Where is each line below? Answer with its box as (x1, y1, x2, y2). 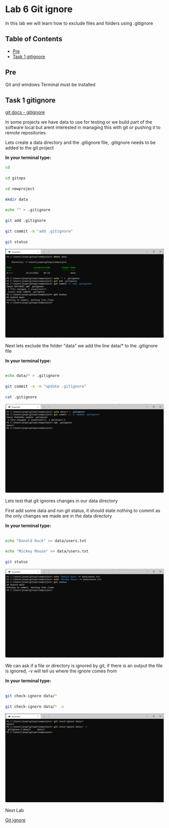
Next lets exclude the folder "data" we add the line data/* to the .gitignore (5, 342, 158, 348)
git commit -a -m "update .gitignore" (5, 384, 87, 389)
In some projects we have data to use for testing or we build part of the (5, 119, 152, 125)
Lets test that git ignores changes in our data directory (5, 497, 118, 504)
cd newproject (5, 186, 35, 191)
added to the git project (5, 145, 54, 151)
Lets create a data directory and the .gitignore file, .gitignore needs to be (5, 139, 156, 145)
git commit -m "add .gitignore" (5, 229, 73, 234)
